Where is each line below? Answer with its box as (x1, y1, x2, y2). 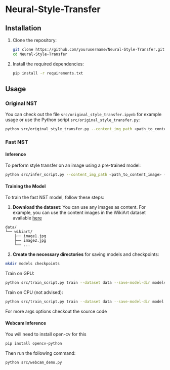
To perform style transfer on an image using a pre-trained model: (5, 162, 141, 168)
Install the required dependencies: (12, 61, 84, 67)
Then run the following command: (5, 350, 76, 356)
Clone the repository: (12, 37, 57, 43)
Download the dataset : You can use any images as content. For (12, 204, 146, 210)
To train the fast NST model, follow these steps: (5, 194, 105, 201)
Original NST (5, 100, 37, 107)
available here (12, 215, 42, 221)
